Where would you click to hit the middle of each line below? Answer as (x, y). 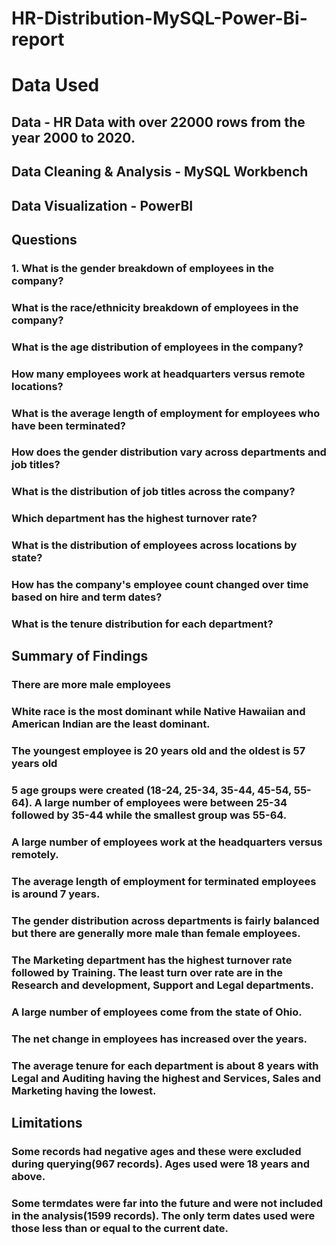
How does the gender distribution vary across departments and (169, 452)
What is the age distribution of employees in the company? (157, 347)
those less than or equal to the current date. (120, 1228)
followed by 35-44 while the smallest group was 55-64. (149, 815)
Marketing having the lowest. (84, 1090)
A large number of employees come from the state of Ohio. (157, 1012)
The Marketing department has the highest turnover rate (152, 960)
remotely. (35, 855)
